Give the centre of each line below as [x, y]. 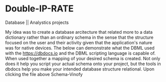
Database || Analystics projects [37, 22]
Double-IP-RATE [39, 9]
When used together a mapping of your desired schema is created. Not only [83, 58]
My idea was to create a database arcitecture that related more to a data [79, 32]
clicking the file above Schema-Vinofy [44, 74]
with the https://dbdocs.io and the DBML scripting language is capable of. [81, 53]
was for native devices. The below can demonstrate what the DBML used [80, 48]
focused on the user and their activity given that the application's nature [79, 42]
